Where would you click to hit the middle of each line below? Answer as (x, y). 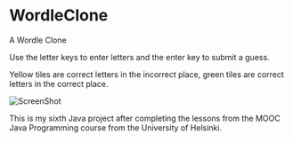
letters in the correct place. (59, 83)
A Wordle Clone (38, 40)
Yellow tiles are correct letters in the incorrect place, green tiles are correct (147, 74)
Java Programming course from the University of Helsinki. (116, 127)
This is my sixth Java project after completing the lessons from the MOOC (145, 118)
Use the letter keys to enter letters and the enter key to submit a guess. (139, 57)
